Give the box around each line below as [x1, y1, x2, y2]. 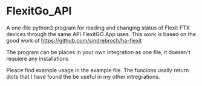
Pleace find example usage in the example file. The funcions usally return [6, 66, 189, 73]
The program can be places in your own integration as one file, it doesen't [6, 48, 191, 55]
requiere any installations [6, 55, 69, 62]
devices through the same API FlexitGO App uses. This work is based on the [6, 30, 197, 37]
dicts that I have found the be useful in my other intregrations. [6, 73, 160, 80]
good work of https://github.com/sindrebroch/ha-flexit [6, 37, 142, 44]
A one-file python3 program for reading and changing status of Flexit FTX [6, 24, 190, 31]
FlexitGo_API [6, 4, 72, 18]
